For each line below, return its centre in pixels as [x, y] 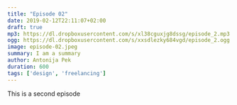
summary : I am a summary [44, 54]
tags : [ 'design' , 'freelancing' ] [57, 73]
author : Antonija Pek [39, 60]
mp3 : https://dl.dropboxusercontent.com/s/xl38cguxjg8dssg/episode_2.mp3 [119, 34]
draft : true [25, 27]
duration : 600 [28, 67]
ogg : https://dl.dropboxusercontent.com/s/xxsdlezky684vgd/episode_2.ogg [119, 40]
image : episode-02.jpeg [43, 47]
